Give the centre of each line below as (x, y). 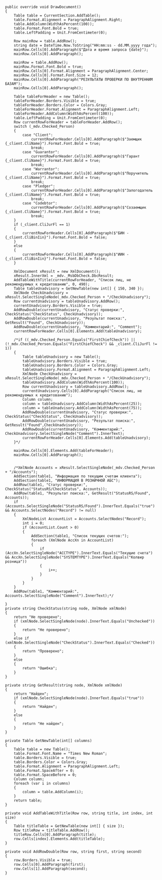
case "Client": (38, 135)
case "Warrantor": (41, 169)
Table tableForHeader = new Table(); (52, 97)
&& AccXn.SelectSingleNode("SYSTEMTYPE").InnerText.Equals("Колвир (75, 557)
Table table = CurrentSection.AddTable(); (57, 16)
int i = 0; (33, 523)
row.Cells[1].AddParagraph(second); (51, 869)
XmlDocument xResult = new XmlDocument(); (57, 272)
